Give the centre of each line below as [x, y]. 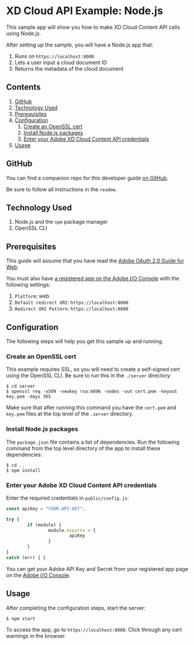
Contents [24, 87]
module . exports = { [72, 530]
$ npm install [24, 470]
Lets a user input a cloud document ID [61, 62]
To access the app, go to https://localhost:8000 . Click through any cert [94, 629]
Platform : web [32, 296]
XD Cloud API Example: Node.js [85, 11]
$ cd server [21, 387]
